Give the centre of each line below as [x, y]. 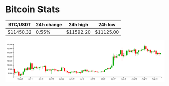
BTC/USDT [20, 25]
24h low [107, 25]
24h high [78, 25]
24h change [49, 25]
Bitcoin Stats [33, 9]
